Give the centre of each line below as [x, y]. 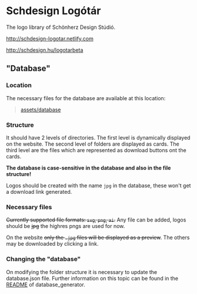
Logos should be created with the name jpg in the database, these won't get [98, 185]
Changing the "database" [44, 259]
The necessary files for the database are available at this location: [86, 98]
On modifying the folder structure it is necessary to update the [82, 272]
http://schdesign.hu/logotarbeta [45, 50]
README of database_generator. [46, 285]
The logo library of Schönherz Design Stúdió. [61, 27]
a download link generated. [39, 191]
